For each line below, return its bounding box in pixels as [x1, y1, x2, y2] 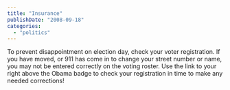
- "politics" [13, 29, 51, 36]
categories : [7, 22, 41, 29]
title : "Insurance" [7, 10, 63, 17]
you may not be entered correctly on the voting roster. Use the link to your [7, 62, 217, 70]
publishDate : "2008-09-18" [7, 16, 84, 23]
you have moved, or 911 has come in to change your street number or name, [7, 55, 222, 63]
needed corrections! [7, 76, 65, 85]
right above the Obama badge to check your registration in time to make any [7, 70, 223, 78]
